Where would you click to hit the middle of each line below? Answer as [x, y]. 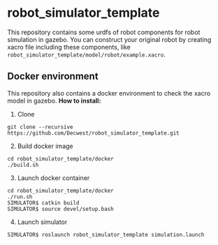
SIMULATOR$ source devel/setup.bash [60, 209]
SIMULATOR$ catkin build [43, 203]
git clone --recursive [40, 127]
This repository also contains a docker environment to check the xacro [109, 93]
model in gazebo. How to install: [54, 101]
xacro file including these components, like [69, 47]
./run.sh [20, 197]
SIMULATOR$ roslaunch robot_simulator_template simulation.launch [106, 235]
